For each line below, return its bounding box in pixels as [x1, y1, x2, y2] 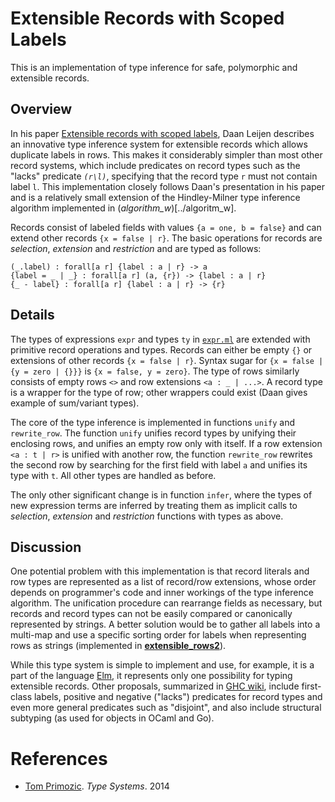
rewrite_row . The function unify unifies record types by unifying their [10, 427, 297, 439]
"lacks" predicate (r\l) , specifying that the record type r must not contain [10, 170, 318, 182]
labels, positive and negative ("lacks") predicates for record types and [33, 691, 323, 703]
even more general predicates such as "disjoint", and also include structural [10, 702, 322, 714]
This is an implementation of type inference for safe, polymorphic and [10, 61, 298, 73]
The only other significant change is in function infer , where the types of [10, 488, 313, 501]
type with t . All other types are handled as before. [10, 469, 217, 481]
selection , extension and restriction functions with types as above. [10, 510, 284, 522]
